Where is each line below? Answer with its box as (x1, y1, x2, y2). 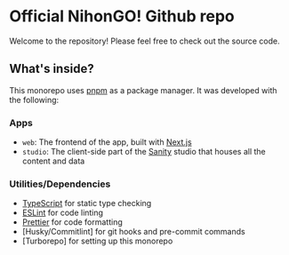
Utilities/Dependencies (9, 178, 111, 190)
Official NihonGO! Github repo (9, 6, 235, 27)
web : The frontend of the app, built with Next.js (21, 137, 193, 147)
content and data (21, 155, 85, 166)
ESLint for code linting (21, 207, 104, 219)
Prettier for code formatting (21, 217, 123, 227)
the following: (9, 94, 60, 105)
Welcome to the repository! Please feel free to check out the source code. (9, 36, 280, 46)
